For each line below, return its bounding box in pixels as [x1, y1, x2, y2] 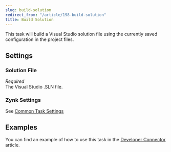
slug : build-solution [5, 7, 52, 13]
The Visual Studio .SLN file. [5, 84, 63, 90]
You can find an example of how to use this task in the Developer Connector [5, 137, 166, 143]
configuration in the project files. [5, 36, 74, 42]
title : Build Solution [5, 17, 54, 22]
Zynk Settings [5, 96, 41, 103]
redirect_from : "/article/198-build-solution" [5, 12, 106, 17]
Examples [5, 123, 37, 132]
